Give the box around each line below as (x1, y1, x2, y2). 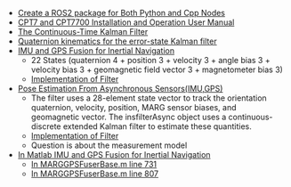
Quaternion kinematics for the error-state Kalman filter (17, 36, 217, 46)
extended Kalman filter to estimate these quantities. (62, 121, 252, 132)
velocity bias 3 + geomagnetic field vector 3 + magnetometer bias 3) (30, 64, 283, 75)
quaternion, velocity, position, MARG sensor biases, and (30, 102, 238, 112)
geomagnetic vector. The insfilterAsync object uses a (30, 111, 227, 122)
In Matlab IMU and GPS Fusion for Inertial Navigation (17, 150, 211, 159)
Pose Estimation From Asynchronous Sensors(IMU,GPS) (17, 84, 223, 93)
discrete (30, 121, 61, 132)
